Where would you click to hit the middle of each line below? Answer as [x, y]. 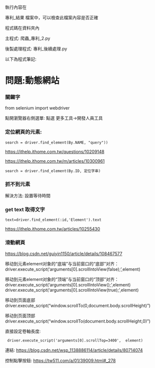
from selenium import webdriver [37, 108]
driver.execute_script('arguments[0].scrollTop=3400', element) [75, 340]
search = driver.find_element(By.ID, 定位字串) [53, 171]
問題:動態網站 [32, 81]
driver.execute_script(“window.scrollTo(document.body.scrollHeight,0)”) [78, 321]
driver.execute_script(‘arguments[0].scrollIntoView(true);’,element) [72, 290]
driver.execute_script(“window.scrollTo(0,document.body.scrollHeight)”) [78, 305]
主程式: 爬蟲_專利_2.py [28, 38]
